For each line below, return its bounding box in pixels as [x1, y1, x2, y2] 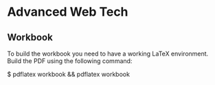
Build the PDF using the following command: [7, 57, 133, 65]
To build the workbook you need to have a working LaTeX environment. [7, 49, 209, 58]
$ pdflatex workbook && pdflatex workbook [7, 70, 131, 78]
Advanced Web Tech [7, 4, 128, 20]
